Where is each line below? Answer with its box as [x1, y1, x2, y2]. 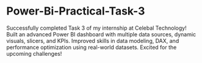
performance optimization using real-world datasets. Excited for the [6, 44, 177, 51]
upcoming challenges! [6, 50, 62, 57]
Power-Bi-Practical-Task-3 [6, 4, 145, 18]
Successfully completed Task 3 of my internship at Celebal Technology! [6, 24, 187, 31]
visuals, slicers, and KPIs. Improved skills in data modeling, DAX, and [6, 37, 179, 44]
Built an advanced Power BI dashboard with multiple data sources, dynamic [6, 30, 197, 38]
